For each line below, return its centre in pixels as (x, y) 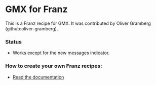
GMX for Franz (36, 9)
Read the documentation (38, 77)
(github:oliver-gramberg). (32, 28)
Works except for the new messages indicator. (61, 53)
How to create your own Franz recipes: (54, 66)
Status (13, 41)
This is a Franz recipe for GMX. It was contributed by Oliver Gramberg (78, 23)
